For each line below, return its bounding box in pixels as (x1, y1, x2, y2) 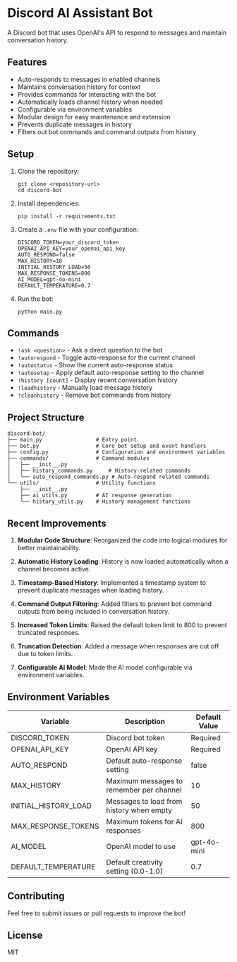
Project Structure (7, 411, 85, 423)
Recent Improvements (7, 517, 107, 529)
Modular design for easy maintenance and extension (17, 112, 171, 121)
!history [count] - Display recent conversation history (17, 376, 178, 384)
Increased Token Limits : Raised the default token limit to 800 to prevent (17, 621, 227, 629)
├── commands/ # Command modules (7, 455, 150, 462)
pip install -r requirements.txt (17, 213, 116, 220)
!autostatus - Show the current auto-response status (17, 361, 174, 369)
